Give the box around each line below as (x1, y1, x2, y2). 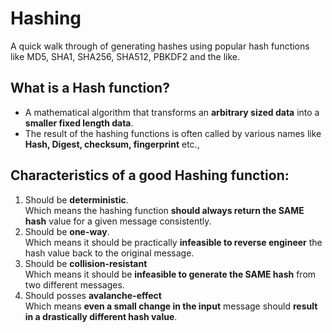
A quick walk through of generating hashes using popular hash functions (10, 40, 310, 52)
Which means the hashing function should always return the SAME (24, 204, 305, 216)
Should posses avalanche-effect (24, 289, 162, 301)
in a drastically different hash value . (24, 310, 178, 322)
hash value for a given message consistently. (24, 215, 212, 227)
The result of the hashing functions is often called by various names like (24, 127, 322, 139)
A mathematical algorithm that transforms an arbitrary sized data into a (24, 106, 320, 118)
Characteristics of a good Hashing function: (10, 167, 290, 184)
